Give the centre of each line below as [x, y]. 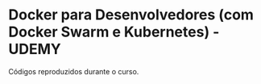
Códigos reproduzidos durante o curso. [74, 71]
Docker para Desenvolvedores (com [131, 15]
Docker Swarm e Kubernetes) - [114, 32]
